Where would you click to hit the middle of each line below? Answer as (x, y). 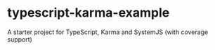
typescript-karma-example (89, 13)
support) (20, 39)
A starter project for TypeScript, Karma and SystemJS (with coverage (108, 32)
